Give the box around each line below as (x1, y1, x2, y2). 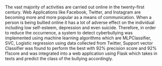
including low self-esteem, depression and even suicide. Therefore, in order (5, 25, 156, 31)
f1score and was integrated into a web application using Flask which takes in (5, 50, 158, 56)
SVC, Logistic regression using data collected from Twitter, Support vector (5, 40, 153, 46)
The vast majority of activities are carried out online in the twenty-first (5, 4, 145, 10)
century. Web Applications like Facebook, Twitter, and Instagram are (5, 9, 141, 15)
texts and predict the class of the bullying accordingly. (5, 56, 113, 61)
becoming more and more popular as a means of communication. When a (5, 15, 152, 20)
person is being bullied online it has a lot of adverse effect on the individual (5, 19, 155, 25)
